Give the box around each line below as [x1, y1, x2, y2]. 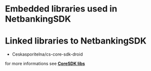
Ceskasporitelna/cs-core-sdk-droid [12, 51, 83, 57]
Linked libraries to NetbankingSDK [5, 35, 147, 47]
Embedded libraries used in [5, 3, 118, 14]
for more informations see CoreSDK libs [5, 61, 85, 67]
